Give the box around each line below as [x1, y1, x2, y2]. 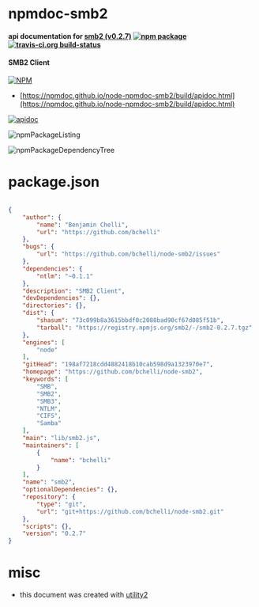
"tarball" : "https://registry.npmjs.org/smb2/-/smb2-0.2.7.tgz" [36, 324, 253, 332]
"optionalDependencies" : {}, [22, 486, 118, 494]
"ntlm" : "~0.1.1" [36, 272, 93, 280]
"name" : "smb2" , [22, 478, 77, 487]
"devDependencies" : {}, [22, 294, 101, 302]
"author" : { [22, 213, 62, 222]
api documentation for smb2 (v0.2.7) [8, 31, 132, 40]
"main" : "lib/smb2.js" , [22, 434, 101, 442]
